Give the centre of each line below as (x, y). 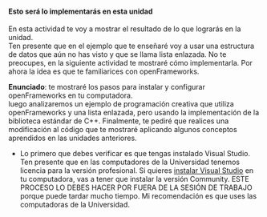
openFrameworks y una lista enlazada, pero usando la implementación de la (134, 113)
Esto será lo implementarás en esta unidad (81, 11)
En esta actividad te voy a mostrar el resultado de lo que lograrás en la (125, 29)
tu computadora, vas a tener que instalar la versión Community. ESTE (135, 179)
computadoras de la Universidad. (75, 205)
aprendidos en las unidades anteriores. (73, 138)
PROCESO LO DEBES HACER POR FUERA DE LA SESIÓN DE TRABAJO (136, 187)
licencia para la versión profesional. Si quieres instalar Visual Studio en (137, 171)
